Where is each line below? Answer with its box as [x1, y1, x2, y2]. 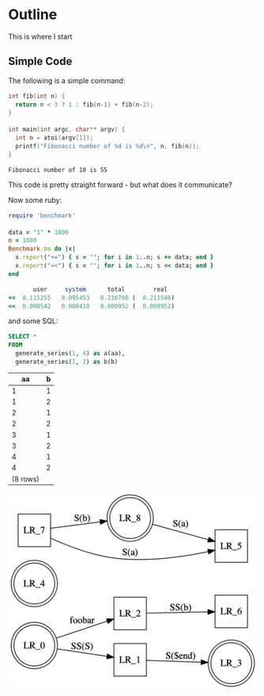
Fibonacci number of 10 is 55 [8, 166, 108, 174]
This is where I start [8, 32, 73, 41]
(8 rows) [11, 474, 40, 484]
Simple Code [8, 55, 73, 68]
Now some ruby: [8, 195, 62, 205]
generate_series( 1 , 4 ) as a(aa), [15, 350, 126, 358]
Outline [8, 6, 58, 24]
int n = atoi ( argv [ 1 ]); [15, 134, 93, 142]
